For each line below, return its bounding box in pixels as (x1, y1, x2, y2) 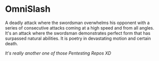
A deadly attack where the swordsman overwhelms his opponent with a (5, 20, 150, 26)
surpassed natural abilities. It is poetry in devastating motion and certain (5, 35, 151, 41)
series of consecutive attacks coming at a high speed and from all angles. (5, 25, 155, 30)
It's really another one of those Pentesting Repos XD (5, 50, 111, 56)
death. (5, 40, 18, 46)
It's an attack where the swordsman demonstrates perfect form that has (5, 30, 151, 36)
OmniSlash (5, 3, 51, 15)
